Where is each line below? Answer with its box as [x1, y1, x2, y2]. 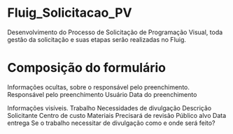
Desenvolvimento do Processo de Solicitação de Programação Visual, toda [7, 28, 223, 36]
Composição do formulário [7, 60, 167, 76]
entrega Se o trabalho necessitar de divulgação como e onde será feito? [7, 119, 216, 127]
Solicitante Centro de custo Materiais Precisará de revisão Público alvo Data [7, 111, 227, 119]
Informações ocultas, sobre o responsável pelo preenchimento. [7, 82, 190, 91]
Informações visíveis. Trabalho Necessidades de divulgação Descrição [7, 103, 212, 112]
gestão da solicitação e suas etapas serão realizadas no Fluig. [7, 35, 187, 43]
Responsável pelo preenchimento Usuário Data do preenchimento [7, 90, 197, 98]
